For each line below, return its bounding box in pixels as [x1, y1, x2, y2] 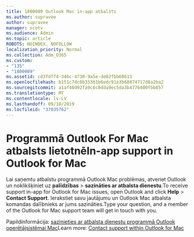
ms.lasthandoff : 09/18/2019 [6, 101, 75, 107]
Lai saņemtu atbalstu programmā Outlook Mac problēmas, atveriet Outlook [6, 176, 186, 183]
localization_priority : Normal [6, 47, 83, 53]
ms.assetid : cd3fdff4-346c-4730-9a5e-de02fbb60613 [6, 74, 132, 80]
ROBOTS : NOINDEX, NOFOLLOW [6, 42, 72, 47]
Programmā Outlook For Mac [6, 132, 149, 145]
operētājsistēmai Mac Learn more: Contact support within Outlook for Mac [6, 225, 185, 232]
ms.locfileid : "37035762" [6, 107, 69, 112]
